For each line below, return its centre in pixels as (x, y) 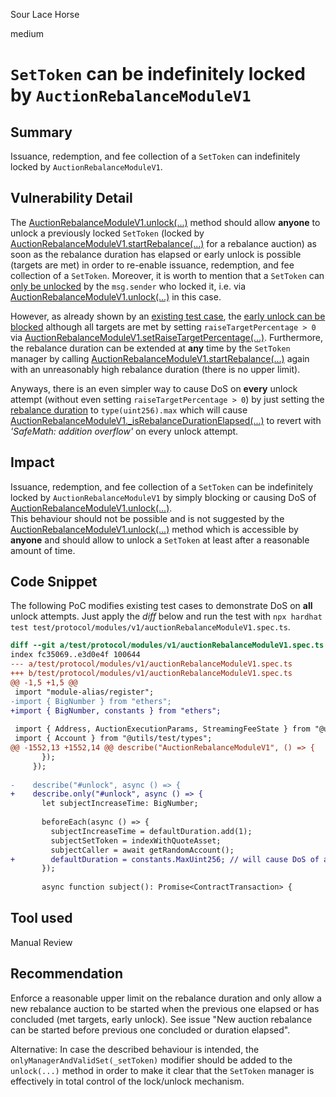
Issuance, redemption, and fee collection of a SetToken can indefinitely (155, 156)
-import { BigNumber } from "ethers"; (91, 701)
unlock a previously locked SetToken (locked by (107, 233)
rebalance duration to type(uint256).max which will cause (129, 410)
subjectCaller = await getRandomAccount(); (142, 850)
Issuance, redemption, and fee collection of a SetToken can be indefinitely (162, 486)
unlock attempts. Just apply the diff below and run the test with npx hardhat (166, 616)
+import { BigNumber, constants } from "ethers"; (116, 710)
